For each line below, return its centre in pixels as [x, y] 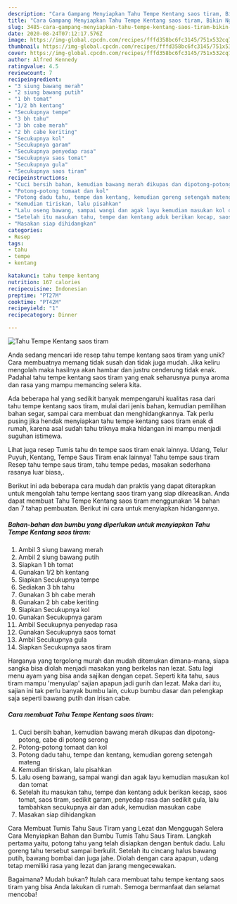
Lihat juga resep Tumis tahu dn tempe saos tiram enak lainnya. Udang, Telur [118, 450]
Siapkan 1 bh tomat [46, 564]
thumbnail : [24, 47]
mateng [29, 762]
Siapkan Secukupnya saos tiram [65, 647]
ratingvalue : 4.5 [33, 66]
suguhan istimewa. [35, 436]
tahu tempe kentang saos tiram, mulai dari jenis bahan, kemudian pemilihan [117, 406]
